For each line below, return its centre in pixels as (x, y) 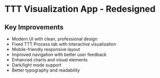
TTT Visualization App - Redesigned (80, 9)
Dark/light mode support (37, 65)
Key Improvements (34, 27)
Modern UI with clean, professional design (54, 39)
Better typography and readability (46, 70)
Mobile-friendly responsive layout (46, 49)
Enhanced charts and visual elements (50, 60)
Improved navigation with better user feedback (59, 54)
